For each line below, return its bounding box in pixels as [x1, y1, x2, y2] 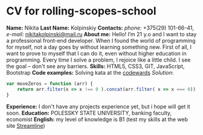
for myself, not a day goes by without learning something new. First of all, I [6, 43, 192, 51]
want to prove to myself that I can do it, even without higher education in [6, 49, 187, 57]
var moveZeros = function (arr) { [6, 80, 94, 87]
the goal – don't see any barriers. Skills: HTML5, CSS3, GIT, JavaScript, [6, 62, 185, 70]
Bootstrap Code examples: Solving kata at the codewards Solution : [6, 69, 174, 76]
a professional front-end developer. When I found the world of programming [6, 37, 196, 44]
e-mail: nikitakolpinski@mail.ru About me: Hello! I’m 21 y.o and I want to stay [6, 30, 197, 37]
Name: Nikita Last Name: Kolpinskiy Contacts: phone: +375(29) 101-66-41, [6, 24, 195, 31]
